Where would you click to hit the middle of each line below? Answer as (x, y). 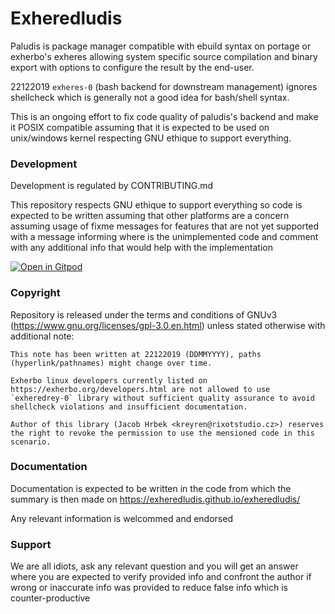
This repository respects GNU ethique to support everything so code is (156, 205)
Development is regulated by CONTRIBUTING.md (112, 186)
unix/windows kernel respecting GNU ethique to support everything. (151, 138)
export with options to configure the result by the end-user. (132, 67)
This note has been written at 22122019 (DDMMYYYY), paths (136, 354)
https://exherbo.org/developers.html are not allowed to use (140, 389)
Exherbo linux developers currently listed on (109, 380)
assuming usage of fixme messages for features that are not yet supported (165, 226)
